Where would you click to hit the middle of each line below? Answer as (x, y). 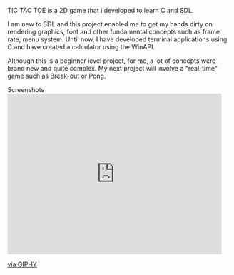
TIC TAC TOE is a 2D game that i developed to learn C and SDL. (101, 10)
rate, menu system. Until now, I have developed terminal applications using (117, 39)
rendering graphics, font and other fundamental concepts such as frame (114, 32)
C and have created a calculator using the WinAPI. (81, 47)
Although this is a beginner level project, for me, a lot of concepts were (112, 61)
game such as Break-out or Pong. (57, 76)
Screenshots (26, 90)
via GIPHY (22, 264)
